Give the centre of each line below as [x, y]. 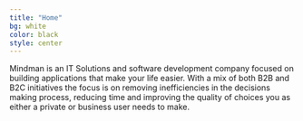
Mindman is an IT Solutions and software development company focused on [152, 69]
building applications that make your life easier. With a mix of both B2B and [150, 79]
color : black [34, 34]
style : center [36, 43]
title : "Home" [36, 18]
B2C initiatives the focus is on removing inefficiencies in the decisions [140, 88]
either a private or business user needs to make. [100, 107]
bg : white [28, 26]
